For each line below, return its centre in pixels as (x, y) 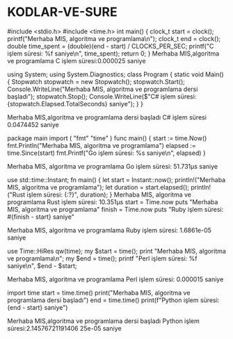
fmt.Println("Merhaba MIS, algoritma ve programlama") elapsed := (102, 145)
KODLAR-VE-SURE (63, 12)
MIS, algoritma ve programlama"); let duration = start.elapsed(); (98, 187)
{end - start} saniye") (38, 307)
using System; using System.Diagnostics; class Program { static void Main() (115, 74)
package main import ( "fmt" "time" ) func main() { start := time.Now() (107, 138)
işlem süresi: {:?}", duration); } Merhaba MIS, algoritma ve (109, 195)
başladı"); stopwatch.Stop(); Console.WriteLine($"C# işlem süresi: (102, 96)
